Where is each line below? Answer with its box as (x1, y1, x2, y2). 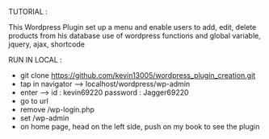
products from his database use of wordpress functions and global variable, (8, 31, 261, 40)
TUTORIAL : (8, 7, 48, 16)
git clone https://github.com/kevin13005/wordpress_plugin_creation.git (19, 71, 256, 80)
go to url (19, 96, 48, 105)
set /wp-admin (19, 113, 69, 123)
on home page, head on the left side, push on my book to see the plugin (19, 122, 260, 131)
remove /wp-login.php (19, 104, 95, 114)
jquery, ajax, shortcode (8, 39, 85, 49)
